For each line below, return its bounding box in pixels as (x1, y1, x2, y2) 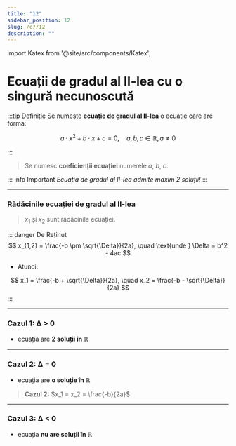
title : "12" (7, 10, 42, 18)
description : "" (7, 29, 55, 37)
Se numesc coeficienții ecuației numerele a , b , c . (24, 161, 169, 170)
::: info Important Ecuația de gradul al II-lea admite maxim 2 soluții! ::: (7, 175, 209, 183)
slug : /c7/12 (7, 23, 46, 30)
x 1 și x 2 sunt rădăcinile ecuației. (24, 215, 116, 225)
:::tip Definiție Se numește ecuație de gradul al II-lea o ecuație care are (7, 111, 213, 120)
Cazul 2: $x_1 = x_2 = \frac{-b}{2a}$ (24, 390, 131, 398)
